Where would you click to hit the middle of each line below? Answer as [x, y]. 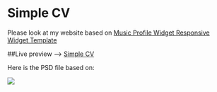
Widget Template [32, 40]
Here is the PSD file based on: [51, 67]
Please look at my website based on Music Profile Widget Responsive [108, 33]
